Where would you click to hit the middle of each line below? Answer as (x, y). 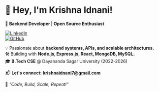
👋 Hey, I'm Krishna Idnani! (59, 10)
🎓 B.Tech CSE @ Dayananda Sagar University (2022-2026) (66, 61)
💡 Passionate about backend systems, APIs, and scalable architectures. (79, 48)
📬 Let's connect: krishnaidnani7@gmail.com (53, 73)
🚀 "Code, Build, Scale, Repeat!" (37, 84)
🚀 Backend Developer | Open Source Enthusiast (55, 24)
